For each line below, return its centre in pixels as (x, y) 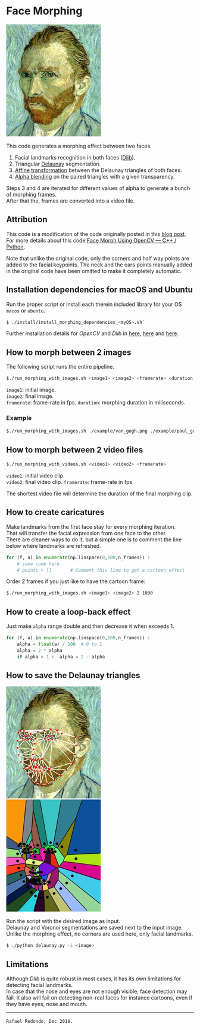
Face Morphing (44, 11)
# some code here (38, 564)
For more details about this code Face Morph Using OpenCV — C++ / (91, 240)
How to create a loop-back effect (68, 611)
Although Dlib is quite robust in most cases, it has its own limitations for (94, 979)
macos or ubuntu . (26, 310)
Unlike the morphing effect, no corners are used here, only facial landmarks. (100, 934)
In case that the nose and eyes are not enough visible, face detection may (97, 991)
